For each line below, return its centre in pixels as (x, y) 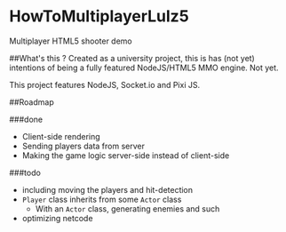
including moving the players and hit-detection (107, 189)
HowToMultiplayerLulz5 (99, 16)
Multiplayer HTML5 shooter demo (71, 41)
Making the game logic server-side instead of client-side (126, 155)
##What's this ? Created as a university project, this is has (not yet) (132, 58)
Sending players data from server (83, 146)
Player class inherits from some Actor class (102, 199)
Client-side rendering (61, 136)
